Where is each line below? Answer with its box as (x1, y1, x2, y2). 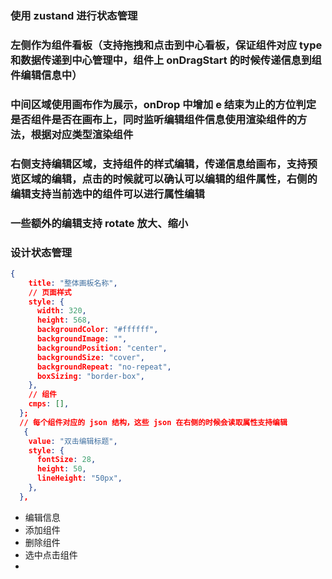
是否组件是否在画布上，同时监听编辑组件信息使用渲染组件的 (10, 112, 298, 126)
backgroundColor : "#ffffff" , (36, 325, 159, 335)
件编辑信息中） (10, 68, 83, 82)
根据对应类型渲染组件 (30, 127, 134, 141)
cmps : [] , (28, 399, 70, 409)
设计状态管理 (10, 245, 73, 259)
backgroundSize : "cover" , (36, 352, 145, 362)
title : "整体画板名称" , (28, 278, 118, 288)
